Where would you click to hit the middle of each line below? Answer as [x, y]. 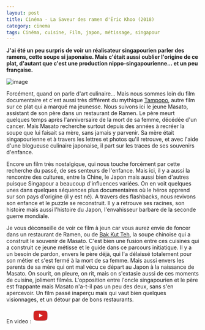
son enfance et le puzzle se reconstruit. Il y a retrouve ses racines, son [95, 203]
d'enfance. [20, 152]
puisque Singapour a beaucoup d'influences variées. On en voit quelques [99, 184]
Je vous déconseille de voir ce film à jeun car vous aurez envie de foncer [99, 228]
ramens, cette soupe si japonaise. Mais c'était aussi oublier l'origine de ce [102, 57]
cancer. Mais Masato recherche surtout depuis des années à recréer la [95, 126]
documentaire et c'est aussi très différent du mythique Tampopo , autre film [101, 100]
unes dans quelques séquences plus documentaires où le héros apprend [98, 190]
